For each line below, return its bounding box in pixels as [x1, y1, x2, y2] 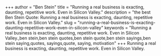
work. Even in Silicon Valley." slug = [5, 19, 77, 25]
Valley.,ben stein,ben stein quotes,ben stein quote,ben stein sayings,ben [5, 35, 151, 41]
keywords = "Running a [104, 25, 152, 31]
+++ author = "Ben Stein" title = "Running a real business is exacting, [5, 4, 145, 10]
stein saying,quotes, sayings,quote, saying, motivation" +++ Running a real [5, 40, 157, 46]
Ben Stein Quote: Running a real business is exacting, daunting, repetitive [5, 15, 153, 20]
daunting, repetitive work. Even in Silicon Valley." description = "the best [5, 9, 151, 15]
